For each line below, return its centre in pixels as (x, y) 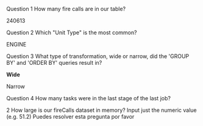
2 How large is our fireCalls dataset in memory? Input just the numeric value (101, 110)
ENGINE (16, 44)
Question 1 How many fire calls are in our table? (66, 9)
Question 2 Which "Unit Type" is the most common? (72, 32)
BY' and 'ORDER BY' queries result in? (54, 63)
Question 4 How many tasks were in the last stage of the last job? (88, 98)
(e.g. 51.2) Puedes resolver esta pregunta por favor (70, 117)
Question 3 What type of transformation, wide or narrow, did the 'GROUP (98, 56)
